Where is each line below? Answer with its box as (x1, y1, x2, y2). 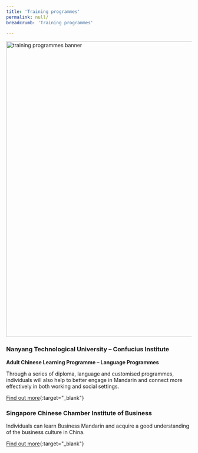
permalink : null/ (6, 14, 49, 20)
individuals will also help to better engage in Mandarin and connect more (6, 376, 183, 383)
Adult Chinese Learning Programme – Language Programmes (6, 358, 159, 365)
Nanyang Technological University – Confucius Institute (6, 345, 170, 354)
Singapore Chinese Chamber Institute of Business (6, 409, 152, 417)
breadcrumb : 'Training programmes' (6, 20, 94, 25)
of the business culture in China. (6, 428, 85, 435)
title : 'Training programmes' (6, 8, 81, 15)
